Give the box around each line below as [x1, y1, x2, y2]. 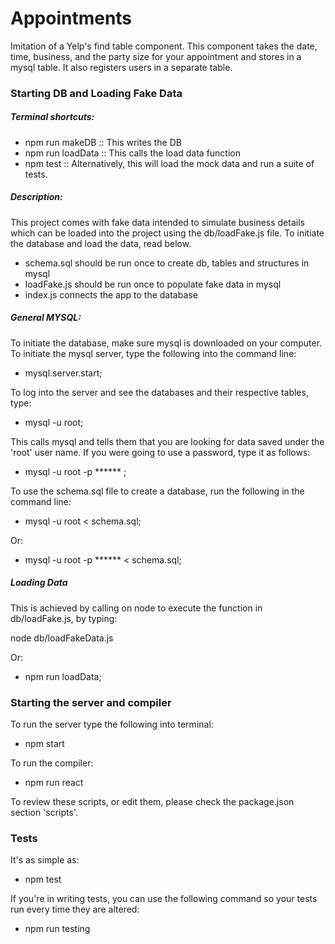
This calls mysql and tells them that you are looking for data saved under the [10, 435, 325, 447]
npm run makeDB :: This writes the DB [24, 136, 182, 148]
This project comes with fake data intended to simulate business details [10, 216, 305, 228]
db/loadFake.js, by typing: [10, 612, 118, 624]
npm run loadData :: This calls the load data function [24, 147, 242, 159]
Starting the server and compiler [10, 695, 172, 709]
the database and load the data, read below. [10, 237, 192, 249]
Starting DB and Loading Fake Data [10, 86, 183, 100]
